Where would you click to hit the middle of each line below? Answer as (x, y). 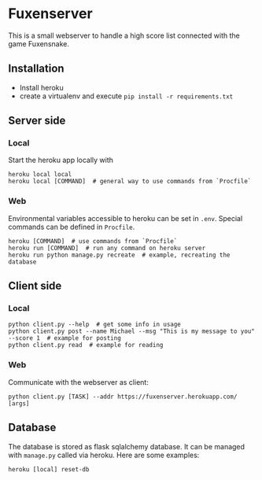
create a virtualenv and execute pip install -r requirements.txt (126, 96)
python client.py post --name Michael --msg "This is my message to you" (132, 331)
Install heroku (42, 87)
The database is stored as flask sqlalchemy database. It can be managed (127, 446)
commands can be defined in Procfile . (72, 227)
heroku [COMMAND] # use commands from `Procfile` (93, 241)
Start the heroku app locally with (61, 160)
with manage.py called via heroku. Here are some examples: (104, 455)
